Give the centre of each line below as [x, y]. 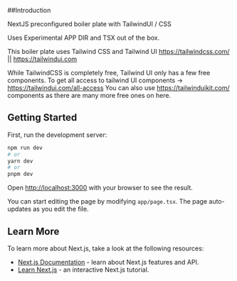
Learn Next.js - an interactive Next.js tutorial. [83, 270]
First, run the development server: [57, 135]
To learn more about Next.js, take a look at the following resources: [106, 248]
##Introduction [29, 10]
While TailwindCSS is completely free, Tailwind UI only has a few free [109, 73]
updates [20, 209]
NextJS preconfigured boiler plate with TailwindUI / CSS [90, 24]
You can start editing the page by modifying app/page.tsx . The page [107, 202]
